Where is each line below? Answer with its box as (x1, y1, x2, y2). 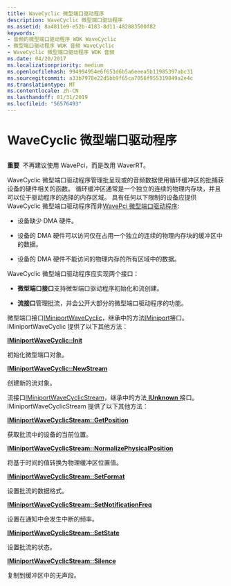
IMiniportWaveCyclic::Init (7, 336, 83, 345)
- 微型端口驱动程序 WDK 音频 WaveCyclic (7, 42, 115, 49)
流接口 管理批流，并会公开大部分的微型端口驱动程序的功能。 (17, 299, 187, 307)
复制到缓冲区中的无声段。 (7, 571, 80, 580)
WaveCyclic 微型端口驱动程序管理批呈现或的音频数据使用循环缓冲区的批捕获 (7, 176, 225, 184)
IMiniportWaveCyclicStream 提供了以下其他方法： (7, 402, 149, 411)
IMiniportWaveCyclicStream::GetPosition (7, 416, 129, 424)
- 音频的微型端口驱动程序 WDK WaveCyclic (7, 36, 117, 43)
